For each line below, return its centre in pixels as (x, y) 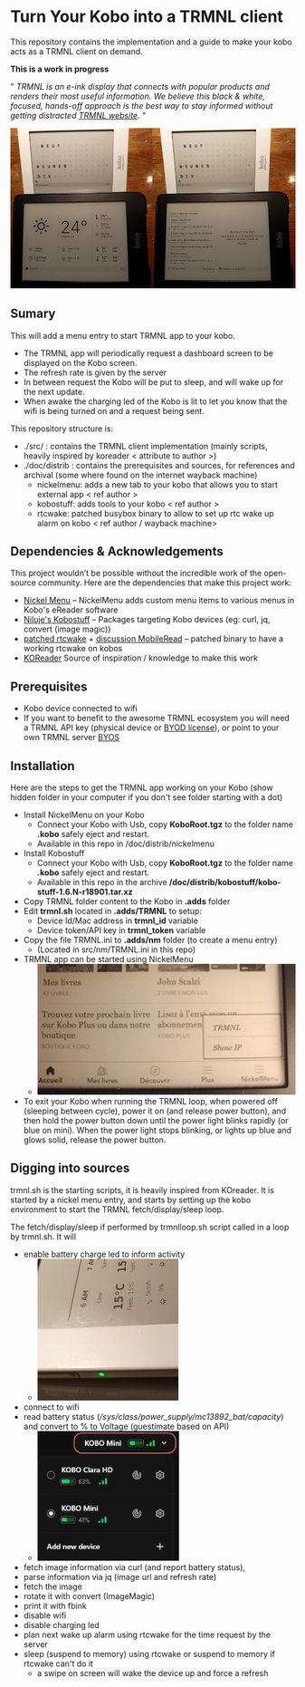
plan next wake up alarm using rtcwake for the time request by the (147, 1634)
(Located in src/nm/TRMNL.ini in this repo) (116, 950)
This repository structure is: (62, 429)
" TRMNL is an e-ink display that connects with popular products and (140, 86)
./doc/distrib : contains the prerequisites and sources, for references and (159, 465)
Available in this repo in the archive (102, 882)
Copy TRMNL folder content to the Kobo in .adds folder (127, 901)
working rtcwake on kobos (73, 649)
